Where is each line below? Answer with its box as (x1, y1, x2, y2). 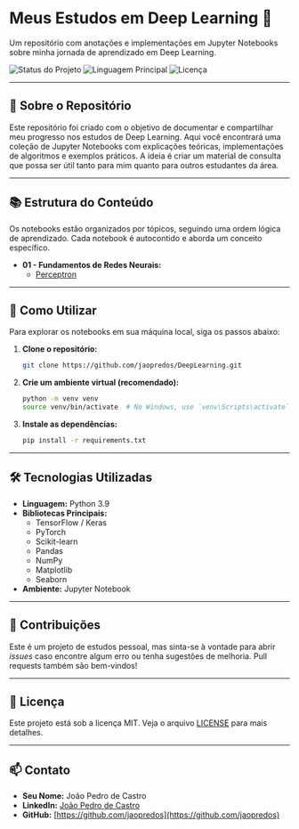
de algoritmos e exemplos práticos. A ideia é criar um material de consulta (9, 150, 282, 161)
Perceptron (35, 269, 77, 280)
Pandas (35, 545, 64, 556)
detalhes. (9, 727, 44, 738)
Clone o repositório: (21, 344, 98, 354)
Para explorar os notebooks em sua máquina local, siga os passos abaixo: (9, 327, 280, 337)
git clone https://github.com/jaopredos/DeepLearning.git (21, 361, 242, 370)
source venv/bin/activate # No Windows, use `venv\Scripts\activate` (21, 402, 290, 412)
